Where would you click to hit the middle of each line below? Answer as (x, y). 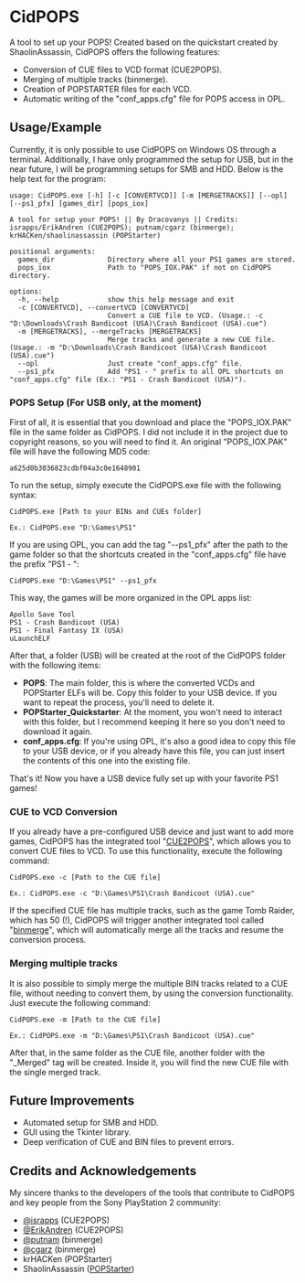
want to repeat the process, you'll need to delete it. (118, 702)
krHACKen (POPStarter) (67, 1259)
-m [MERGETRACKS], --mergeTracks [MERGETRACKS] (110, 331)
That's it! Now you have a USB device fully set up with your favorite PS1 (144, 778)
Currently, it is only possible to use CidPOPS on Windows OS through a (143, 149)
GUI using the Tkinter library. (77, 1132)
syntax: (23, 495)
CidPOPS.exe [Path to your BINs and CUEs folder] (106, 512)
